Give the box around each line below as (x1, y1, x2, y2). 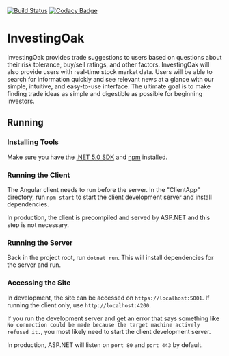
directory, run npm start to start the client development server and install (7, 193, 213, 201)
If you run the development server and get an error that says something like (7, 314, 220, 322)
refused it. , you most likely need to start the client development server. (7, 327, 211, 335)
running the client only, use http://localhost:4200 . (7, 300, 152, 309)
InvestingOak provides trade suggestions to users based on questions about (7, 53, 222, 61)
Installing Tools (7, 137, 59, 147)
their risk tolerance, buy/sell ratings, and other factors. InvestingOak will (7, 60, 210, 69)
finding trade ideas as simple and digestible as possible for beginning (7, 89, 203, 97)
